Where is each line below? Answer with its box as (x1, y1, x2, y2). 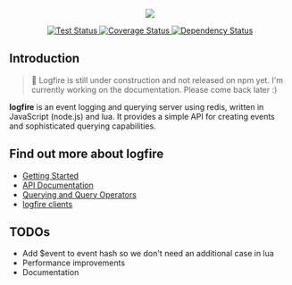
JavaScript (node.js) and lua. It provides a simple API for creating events (9, 111, 275, 122)
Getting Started (21, 170, 79, 180)
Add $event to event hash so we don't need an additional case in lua (21, 248, 274, 259)
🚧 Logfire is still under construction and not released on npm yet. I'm (30, 74, 284, 85)
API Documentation (21, 180, 94, 190)
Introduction (9, 51, 80, 66)
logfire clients (21, 198, 73, 209)
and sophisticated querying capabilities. (9, 121, 156, 131)
